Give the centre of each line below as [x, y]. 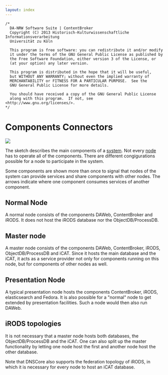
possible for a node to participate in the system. [55, 161]
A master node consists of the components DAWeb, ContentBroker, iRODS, [83, 248]
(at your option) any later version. [49, 63]
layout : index [20, 10]
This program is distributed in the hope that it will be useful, [81, 72]
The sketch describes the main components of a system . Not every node [81, 150]
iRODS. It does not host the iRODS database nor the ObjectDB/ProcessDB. [82, 220]
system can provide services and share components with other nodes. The [83, 176]
